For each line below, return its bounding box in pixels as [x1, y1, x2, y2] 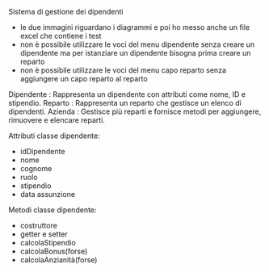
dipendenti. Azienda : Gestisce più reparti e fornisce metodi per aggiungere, [8, 107, 262, 116]
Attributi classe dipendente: [8, 131, 100, 140]
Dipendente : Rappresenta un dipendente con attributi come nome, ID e [8, 90, 246, 99]
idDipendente [19, 147, 65, 156]
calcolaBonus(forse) [19, 246, 88, 256]
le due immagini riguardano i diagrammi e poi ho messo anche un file [19, 23, 250, 31]
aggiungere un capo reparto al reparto [19, 74, 148, 83]
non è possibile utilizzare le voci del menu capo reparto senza [19, 65, 226, 75]
